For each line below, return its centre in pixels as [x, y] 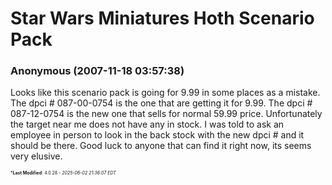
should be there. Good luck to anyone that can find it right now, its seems [161, 146]
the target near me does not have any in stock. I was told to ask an [147, 124]
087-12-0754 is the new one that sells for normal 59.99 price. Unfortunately [166, 114]
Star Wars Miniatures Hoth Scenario [162, 18]
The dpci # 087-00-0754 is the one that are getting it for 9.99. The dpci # [161, 103]
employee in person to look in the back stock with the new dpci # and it [157, 135]
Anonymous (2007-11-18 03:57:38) [97, 71]
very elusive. [36, 156]
